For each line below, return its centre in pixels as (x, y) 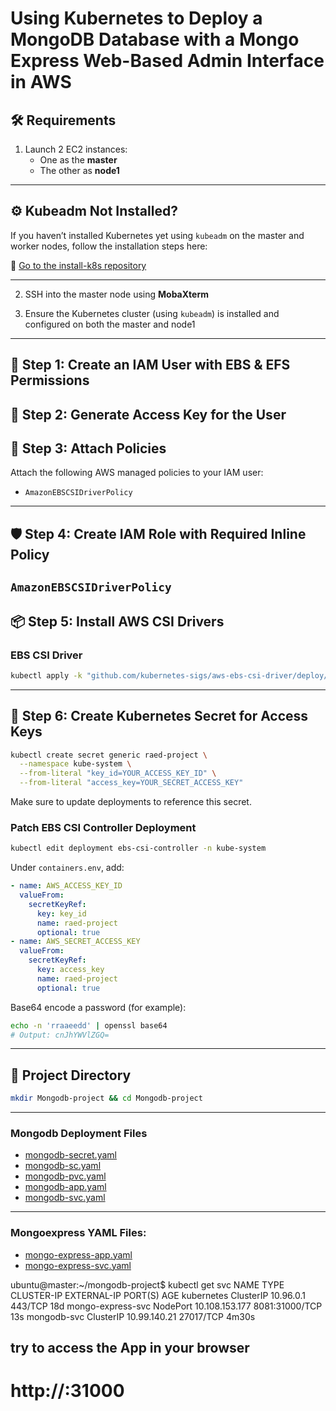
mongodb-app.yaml (65, 1187)
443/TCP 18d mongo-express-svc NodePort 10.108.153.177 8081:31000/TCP (166, 1306)
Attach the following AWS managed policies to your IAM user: (137, 473)
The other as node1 (79, 170)
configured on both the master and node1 (110, 324)
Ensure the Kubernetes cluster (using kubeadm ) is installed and (152, 313)
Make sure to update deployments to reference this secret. (131, 802)
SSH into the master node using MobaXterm (116, 294)
